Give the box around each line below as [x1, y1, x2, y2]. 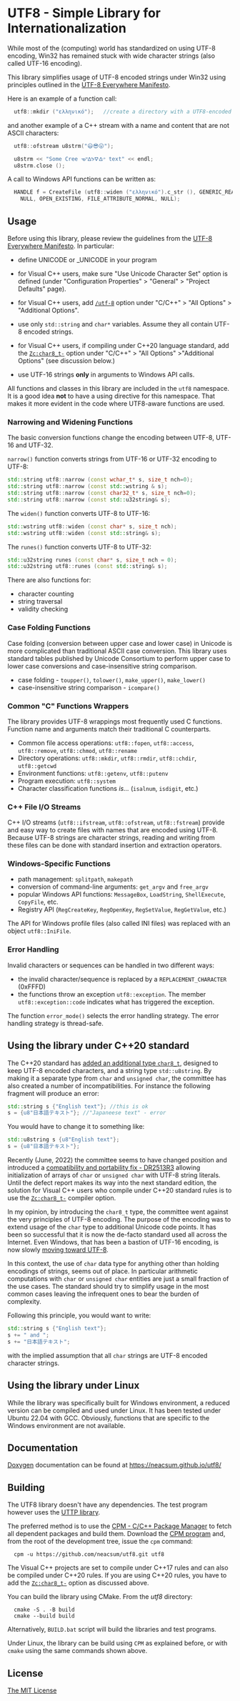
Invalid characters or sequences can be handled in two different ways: [7, 961, 214, 969]
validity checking [17, 605, 69, 614]
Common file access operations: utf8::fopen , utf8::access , [17, 738, 194, 747]
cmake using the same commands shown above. [7, 1647, 148, 1655]
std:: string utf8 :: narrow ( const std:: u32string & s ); [7, 496, 171, 503]
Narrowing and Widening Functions [7, 416, 134, 427]
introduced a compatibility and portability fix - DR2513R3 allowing [7, 1163, 201, 1172]
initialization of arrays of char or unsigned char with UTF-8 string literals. [7, 1171, 221, 1179]
